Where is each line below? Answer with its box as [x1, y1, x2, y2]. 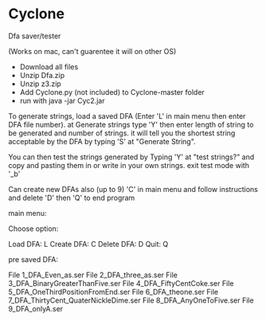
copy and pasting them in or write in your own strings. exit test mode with [8, 160, 249, 170]
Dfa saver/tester [8, 31, 61, 41]
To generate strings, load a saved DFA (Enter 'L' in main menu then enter [8, 111, 246, 120]
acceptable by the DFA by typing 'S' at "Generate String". [8, 136, 197, 146]
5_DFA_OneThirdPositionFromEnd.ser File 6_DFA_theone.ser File [8, 287, 219, 296]
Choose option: [8, 224, 59, 233]
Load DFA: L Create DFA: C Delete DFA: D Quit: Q [8, 239, 169, 249]
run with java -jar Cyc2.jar [19, 96, 105, 105]
